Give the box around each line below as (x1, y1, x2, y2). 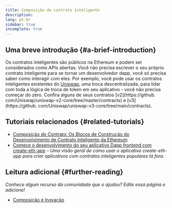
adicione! (5, 186, 25, 193)
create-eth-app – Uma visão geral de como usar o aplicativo (12, 147, 142, 154)
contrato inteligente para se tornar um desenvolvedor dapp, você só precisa (5, 70, 166, 76)
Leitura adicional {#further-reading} (5, 168, 124, 177)
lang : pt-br (5, 17, 31, 22)
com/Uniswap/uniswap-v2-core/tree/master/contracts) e (5, 97, 126, 103)
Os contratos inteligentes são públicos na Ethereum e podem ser (5, 59, 143, 65)
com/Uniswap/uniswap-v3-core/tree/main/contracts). (38, 102, 152, 109)
